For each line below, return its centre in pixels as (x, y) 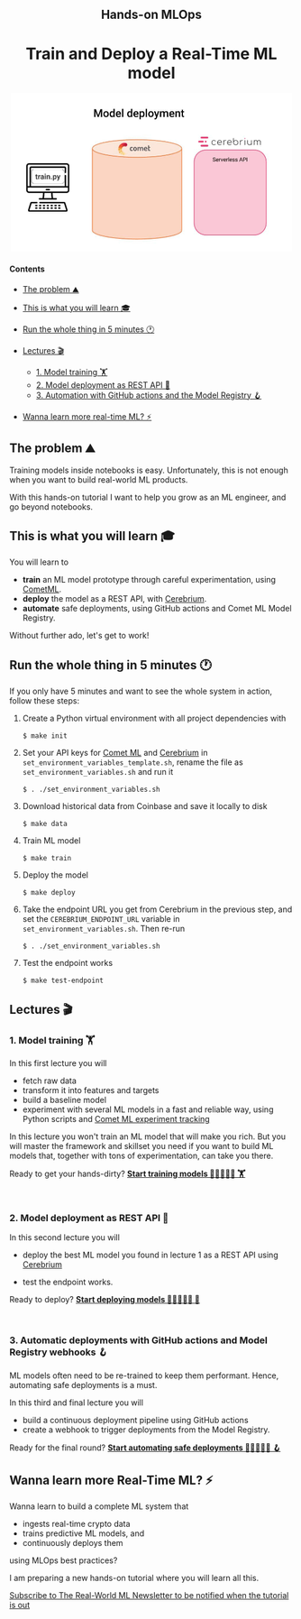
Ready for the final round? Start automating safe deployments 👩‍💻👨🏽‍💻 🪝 (145, 1448)
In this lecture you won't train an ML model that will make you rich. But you (148, 1136)
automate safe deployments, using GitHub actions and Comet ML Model (157, 609)
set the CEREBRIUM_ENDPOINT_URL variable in (101, 919)
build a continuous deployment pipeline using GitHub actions (136, 1420)
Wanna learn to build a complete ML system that (99, 1506)
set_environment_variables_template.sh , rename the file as (132, 762)
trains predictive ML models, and (83, 1533)
